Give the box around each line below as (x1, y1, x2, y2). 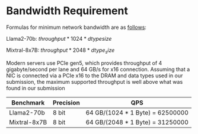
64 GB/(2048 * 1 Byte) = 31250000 (85, 118, 189, 126)
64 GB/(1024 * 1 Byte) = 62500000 (85, 108, 189, 116)
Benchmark (11, 99, 45, 107)
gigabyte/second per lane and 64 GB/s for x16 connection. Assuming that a (6, 66, 190, 73)
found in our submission (6, 84, 65, 91)
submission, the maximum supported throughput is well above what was (6, 78, 183, 85)
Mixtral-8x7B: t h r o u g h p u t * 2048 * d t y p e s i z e (6, 46, 115, 55)
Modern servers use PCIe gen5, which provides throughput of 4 (6, 59, 162, 66)
